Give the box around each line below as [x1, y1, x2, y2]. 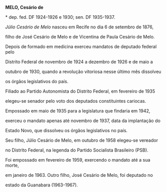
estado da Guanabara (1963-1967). [5, 182, 78, 188]
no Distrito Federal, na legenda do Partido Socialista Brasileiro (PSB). [5, 147, 148, 153]
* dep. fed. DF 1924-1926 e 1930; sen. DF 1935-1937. [5, 14, 115, 20]
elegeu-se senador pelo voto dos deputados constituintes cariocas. [5, 98, 146, 104]
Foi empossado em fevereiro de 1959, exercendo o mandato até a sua [5, 157, 151, 163]
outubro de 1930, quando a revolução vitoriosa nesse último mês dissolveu [5, 68, 161, 74]
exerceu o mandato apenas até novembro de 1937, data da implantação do [5, 118, 161, 124]
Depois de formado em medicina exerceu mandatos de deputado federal [5, 44, 157, 50]
